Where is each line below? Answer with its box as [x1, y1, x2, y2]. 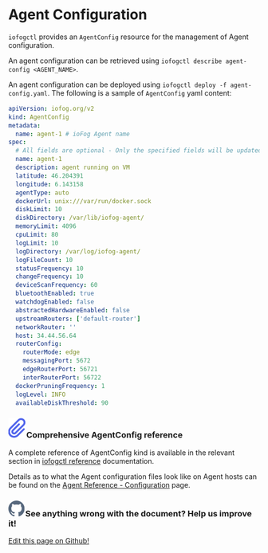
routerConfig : [15, 340, 62, 348]
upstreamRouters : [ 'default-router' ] [15, 315, 141, 323]
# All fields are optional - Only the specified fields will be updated [15, 147, 262, 155]
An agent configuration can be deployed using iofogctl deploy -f [8, 80, 227, 89]
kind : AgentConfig [8, 113, 69, 121]
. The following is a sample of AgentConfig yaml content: [47, 88, 232, 97]
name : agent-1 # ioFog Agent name [15, 130, 130, 138]
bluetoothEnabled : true [15, 289, 94, 298]
